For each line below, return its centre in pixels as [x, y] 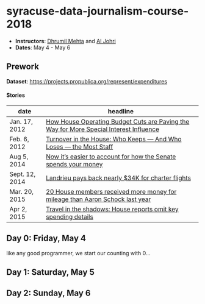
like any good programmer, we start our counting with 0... [78, 253]
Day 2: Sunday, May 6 [49, 293]
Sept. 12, [23, 174]
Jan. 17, [21, 121]
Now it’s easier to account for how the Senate [111, 157]
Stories [16, 95]
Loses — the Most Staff [79, 146]
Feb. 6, [19, 139]
